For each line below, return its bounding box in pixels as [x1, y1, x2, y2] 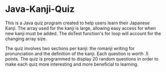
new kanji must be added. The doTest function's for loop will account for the [5, 30, 162, 36]
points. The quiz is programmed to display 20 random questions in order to [5, 56, 159, 62]
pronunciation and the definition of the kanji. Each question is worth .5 [5, 51, 149, 57]
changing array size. [5, 36, 47, 42]
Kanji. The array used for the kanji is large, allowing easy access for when [5, 25, 156, 31]
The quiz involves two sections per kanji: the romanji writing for [5, 45, 135, 51]
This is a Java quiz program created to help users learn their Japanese [5, 20, 150, 26]
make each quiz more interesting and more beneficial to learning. [5, 61, 139, 67]
